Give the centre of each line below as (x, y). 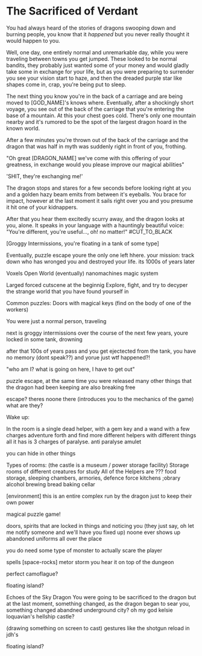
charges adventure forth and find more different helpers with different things (101, 435)
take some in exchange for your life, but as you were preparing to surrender (100, 71)
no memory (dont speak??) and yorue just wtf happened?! (78, 357)
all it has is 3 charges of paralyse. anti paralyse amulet (74, 442)
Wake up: (18, 417)
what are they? (25, 405)
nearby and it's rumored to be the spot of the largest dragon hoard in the (96, 121)
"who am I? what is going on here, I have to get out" (71, 369)
